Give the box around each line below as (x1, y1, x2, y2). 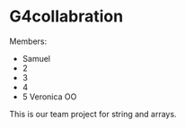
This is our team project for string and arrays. (9, 108, 177, 119)
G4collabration (9, 6, 124, 27)
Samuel (22, 53, 51, 64)
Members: (9, 36, 48, 47)
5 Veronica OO (22, 91, 77, 102)
